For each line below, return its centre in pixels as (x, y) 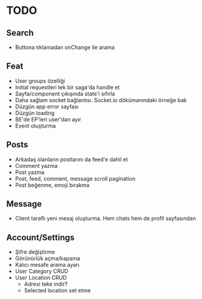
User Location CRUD (41, 278)
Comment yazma (36, 166)
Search (20, 33)
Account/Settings (40, 237)
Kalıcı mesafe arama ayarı (47, 265)
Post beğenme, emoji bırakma (52, 185)
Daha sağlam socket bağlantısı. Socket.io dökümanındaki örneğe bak (101, 100)
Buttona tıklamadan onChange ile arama (65, 47)
